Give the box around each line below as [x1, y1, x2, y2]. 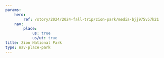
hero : [14, 12, 26, 17]
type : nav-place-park [5, 45, 51, 50]
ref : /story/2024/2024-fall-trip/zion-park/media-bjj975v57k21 [23, 17, 159, 22]
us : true [32, 31, 51, 36]
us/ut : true [32, 36, 58, 41]
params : [5, 7, 22, 13]
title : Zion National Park [5, 40, 62, 45]
